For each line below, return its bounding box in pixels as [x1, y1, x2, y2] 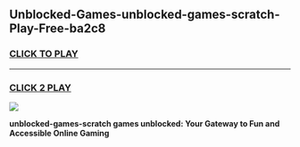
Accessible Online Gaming [9, 127, 110, 138]
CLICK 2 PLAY [9, 81, 71, 94]
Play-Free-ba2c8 [9, 21, 106, 37]
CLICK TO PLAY [9, 48, 79, 61]
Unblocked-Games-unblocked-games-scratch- [9, 7, 280, 22]
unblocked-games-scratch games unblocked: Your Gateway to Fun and [9, 118, 280, 128]
